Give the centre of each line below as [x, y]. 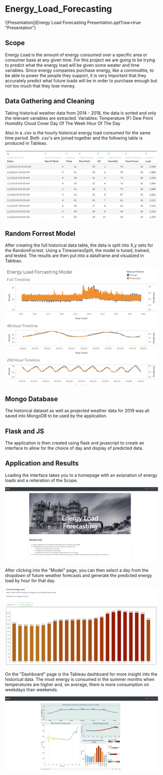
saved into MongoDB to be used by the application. [56, 416]
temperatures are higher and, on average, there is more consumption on [77, 684]
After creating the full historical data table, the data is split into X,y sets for [79, 245]
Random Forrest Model [40, 233]
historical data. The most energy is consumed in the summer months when [80, 679]
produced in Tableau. [26, 143]
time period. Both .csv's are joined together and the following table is [74, 138]
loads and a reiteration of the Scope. [41, 480]
